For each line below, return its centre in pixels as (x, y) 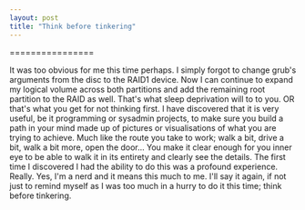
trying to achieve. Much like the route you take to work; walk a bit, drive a (147, 137)
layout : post (34, 18)
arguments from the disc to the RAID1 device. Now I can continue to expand (151, 79)
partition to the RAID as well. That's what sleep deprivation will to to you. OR (152, 99)
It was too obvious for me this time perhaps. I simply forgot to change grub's (153, 70)
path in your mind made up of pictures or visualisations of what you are (143, 127)
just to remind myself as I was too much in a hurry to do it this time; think (146, 185)
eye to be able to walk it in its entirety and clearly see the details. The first (148, 156)
